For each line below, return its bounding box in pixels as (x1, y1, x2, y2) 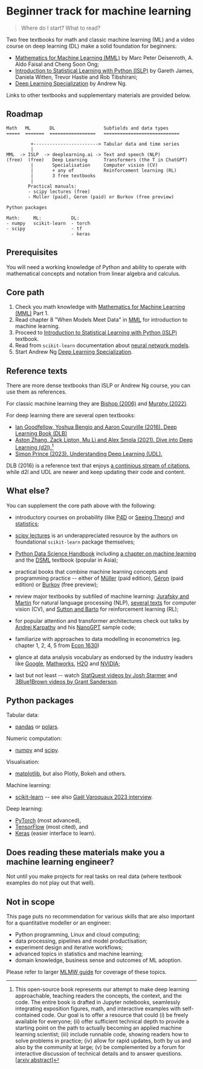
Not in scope (6, 897, 56, 907)
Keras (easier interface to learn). (14, 830, 96, 837)
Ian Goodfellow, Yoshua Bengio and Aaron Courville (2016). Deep (14, 423, 177, 431)
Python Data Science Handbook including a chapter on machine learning (14, 550, 196, 557)
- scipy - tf (6, 226, 83, 232)
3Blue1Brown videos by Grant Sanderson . (14, 678, 119, 685)
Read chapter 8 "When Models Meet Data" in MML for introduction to (14, 316, 188, 323)
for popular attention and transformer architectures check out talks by (14, 617, 189, 624)
